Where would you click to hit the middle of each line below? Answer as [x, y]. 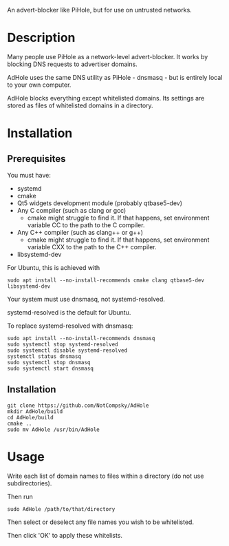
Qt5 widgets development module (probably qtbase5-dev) [100, 203]
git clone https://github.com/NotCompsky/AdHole [78, 406]
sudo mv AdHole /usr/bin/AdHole [53, 430]
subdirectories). [30, 483]
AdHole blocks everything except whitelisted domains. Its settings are [106, 98]
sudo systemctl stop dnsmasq [49, 362]
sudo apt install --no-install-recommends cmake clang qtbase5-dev [106, 280]
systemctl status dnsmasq [44, 356]
